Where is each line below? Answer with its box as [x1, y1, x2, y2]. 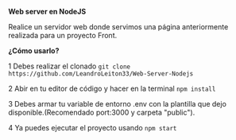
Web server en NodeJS [8, 7, 87, 16]
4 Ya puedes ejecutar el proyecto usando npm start [8, 123, 177, 132]
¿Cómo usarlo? [8, 46, 60, 55]
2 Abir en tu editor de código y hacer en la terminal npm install [8, 84, 216, 93]
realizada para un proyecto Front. [8, 31, 118, 40]
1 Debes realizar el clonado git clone [8, 61, 131, 71]
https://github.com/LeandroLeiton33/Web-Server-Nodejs [8, 70, 194, 78]
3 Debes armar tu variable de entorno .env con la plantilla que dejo [8, 99, 226, 108]
